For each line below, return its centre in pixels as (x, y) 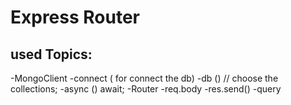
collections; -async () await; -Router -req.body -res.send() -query (146, 89)
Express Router (75, 17)
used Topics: (51, 54)
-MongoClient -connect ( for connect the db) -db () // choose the (144, 78)
